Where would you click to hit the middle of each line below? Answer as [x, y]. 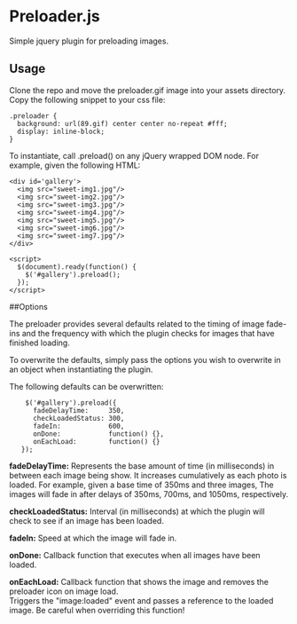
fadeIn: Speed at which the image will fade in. [93, 538]
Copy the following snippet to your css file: [87, 99]
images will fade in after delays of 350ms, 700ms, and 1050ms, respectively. [149, 494]
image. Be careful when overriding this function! [97, 610]
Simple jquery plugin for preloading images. [89, 41]
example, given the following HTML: [75, 165]
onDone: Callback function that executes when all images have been [135, 555]
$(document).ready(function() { [77, 267]
